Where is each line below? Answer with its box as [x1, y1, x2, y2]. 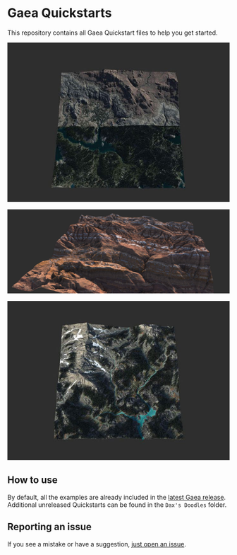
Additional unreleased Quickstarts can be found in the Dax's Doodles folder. [7, 500, 227, 509]
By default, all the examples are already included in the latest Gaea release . [7, 493, 226, 501]
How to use [7, 474, 58, 486]
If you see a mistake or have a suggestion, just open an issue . [7, 539, 187, 548]
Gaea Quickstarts [7, 5, 112, 21]
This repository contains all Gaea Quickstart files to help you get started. [7, 28, 218, 37]
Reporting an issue [7, 521, 92, 533]
